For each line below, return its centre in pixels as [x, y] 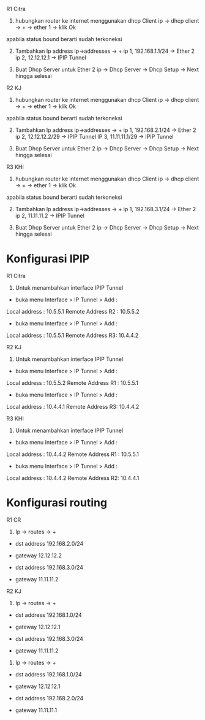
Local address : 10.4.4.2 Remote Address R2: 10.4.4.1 [73, 478]
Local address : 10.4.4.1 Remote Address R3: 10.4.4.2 [73, 406]
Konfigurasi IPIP [48, 259]
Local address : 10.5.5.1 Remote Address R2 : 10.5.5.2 [73, 311]
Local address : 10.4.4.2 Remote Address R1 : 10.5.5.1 [73, 454]
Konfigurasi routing [57, 503]
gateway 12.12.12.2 [39, 555]
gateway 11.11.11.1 [36, 710]
